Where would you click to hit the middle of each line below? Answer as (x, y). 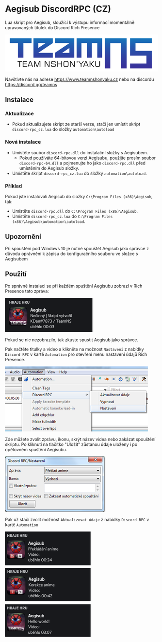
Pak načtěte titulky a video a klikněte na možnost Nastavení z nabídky (74, 349)
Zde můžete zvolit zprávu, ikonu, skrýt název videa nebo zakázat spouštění (80, 439)
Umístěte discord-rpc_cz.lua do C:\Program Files (62, 216)
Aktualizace (19, 114)
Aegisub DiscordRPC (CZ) (58, 9)
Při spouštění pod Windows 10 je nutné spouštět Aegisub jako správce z (77, 248)
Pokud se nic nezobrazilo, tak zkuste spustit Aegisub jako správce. (72, 340)
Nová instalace (23, 142)
